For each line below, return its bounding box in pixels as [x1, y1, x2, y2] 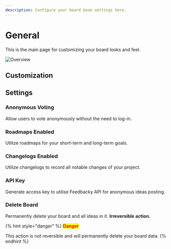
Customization [5, 71, 54, 80]
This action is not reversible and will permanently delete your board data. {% [5, 233, 166, 239]
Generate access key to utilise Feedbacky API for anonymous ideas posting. [5, 189, 165, 195]
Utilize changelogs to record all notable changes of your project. [5, 164, 141, 170]
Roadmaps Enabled [5, 128, 55, 135]
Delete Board [5, 201, 38, 209]
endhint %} [5, 238, 29, 244]
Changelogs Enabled [5, 152, 58, 160]
